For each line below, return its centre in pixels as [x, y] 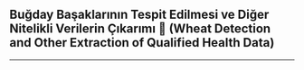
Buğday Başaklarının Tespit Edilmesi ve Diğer [139, 15]
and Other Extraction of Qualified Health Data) [142, 43]
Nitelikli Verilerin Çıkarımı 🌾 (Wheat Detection [140, 29]
